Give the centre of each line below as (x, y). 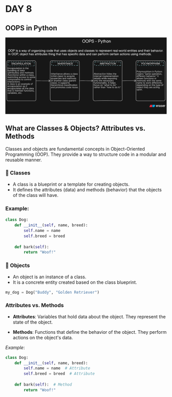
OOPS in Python (31, 28)
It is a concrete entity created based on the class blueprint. (75, 282)
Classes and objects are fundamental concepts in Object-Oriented (75, 149)
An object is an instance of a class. (49, 277)
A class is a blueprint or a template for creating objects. (71, 184)
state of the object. (33, 322)
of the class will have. (36, 195)
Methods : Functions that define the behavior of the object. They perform (90, 332)
